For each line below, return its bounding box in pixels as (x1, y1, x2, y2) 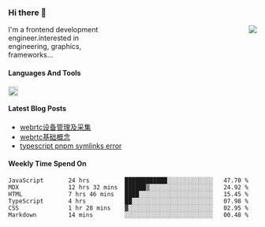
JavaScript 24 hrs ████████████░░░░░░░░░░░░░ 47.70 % (8, 177, 248, 184)
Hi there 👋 (8, 7, 47, 18)
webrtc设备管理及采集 (19, 122, 91, 132)
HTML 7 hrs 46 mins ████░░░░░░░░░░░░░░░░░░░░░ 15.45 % (8, 190, 248, 198)
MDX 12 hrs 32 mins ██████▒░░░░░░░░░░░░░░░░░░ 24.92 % (8, 183, 248, 192)
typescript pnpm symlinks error (19, 141, 122, 151)
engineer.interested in (8, 33, 80, 43)
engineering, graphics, (8, 42, 82, 51)
